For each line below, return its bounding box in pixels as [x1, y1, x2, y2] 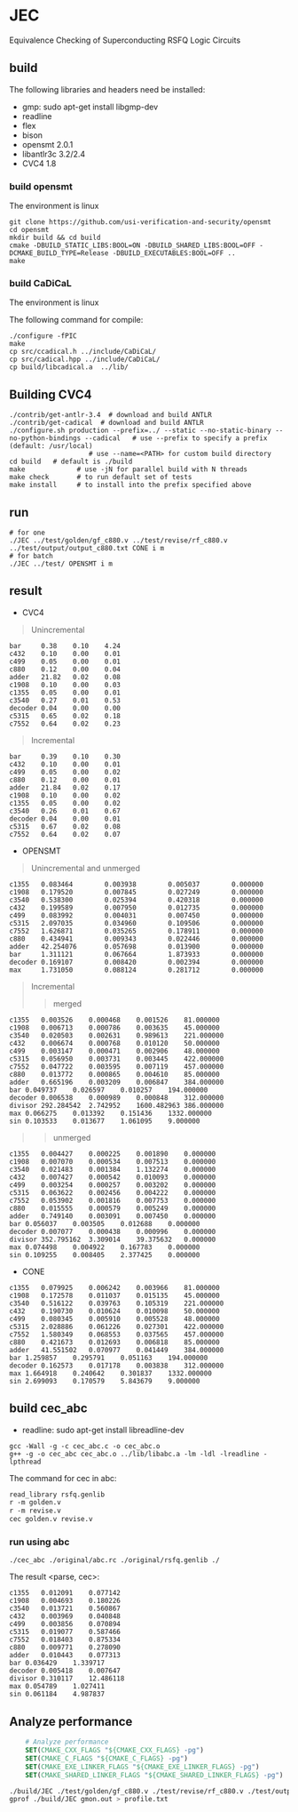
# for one [9, 528, 46, 537]
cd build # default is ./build [9, 457, 133, 467]
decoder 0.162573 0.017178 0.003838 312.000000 [9, 1361, 224, 1370]
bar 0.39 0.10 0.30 [9, 752, 122, 761]
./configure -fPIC [9, 332, 77, 341]
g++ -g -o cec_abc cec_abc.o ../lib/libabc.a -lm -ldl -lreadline [9, 1449, 260, 1458]
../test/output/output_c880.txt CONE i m [9, 543, 165, 552]
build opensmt [9, 180, 73, 192]
